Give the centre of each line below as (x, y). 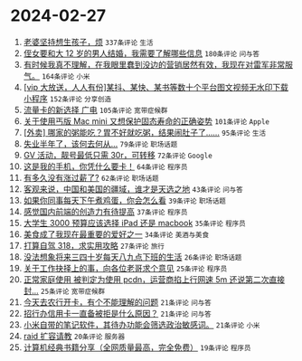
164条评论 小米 (66, 76)
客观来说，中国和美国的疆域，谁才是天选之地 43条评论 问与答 (133, 189)
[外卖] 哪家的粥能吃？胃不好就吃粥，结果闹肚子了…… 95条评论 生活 (144, 132)
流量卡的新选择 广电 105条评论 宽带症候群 (95, 109)
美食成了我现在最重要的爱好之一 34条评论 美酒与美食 (116, 234)
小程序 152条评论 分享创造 (67, 98)
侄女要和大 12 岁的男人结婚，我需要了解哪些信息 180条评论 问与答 (142, 53)
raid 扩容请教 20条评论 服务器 (74, 336)
